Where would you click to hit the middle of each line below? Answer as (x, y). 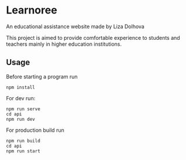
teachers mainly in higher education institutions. (64, 44)
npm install (20, 87)
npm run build (23, 141)
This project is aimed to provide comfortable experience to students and (93, 38)
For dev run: (21, 98)
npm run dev (20, 119)
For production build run (35, 130)
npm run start (23, 151)
